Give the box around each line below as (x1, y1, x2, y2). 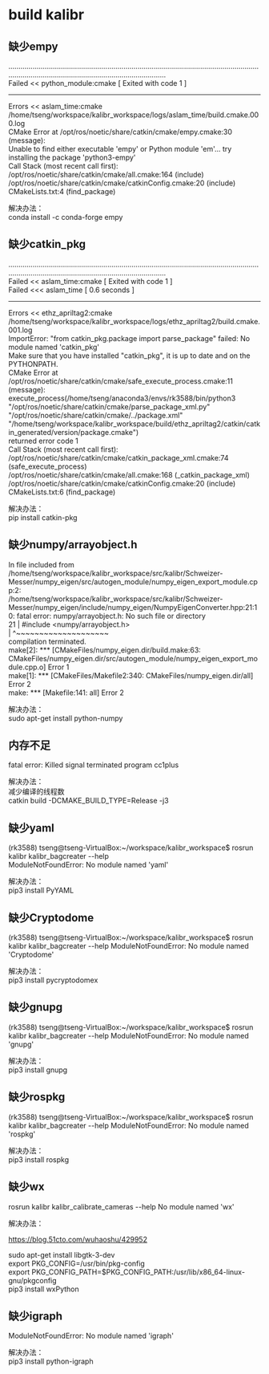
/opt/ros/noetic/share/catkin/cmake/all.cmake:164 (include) (8, 170, 204, 179)
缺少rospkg (8, 1090, 66, 1104)
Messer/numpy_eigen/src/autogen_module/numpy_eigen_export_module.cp (8, 576, 259, 587)
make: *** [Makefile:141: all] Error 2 (8, 688, 124, 697)
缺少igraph (8, 1309, 62, 1323)
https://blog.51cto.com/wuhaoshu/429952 (8, 1234, 148, 1244)
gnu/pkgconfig (8, 1275, 58, 1285)
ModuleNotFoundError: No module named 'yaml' (8, 860, 169, 870)
